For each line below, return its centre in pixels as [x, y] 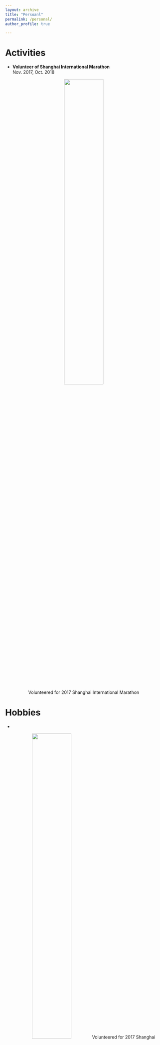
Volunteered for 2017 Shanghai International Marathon [84, 692]
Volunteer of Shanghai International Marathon [61, 67]
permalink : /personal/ [29, 19]
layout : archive [22, 10]
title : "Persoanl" [24, 15]
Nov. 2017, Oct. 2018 [33, 72]
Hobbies [23, 713]
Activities [25, 53]
